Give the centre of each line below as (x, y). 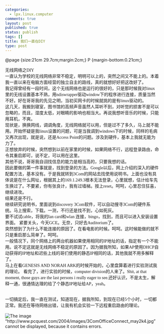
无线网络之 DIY (20, 70)
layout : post (18, 23)
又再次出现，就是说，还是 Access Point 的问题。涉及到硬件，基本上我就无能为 (80, 137)
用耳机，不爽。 (20, 119)
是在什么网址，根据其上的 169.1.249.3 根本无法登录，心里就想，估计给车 (83, 180)
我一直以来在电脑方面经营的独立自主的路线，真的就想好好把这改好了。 (76, 82)
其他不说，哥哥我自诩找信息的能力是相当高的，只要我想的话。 (67, 161)
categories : (17, 10)
